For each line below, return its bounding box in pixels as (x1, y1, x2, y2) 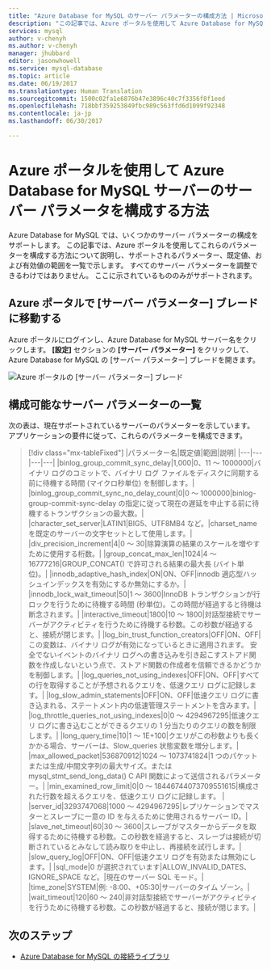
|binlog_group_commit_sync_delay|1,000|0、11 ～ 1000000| (56, 458, 254, 468)
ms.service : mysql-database (8, 65, 103, 73)
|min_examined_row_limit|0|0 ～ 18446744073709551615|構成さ (47, 782, 260, 791)
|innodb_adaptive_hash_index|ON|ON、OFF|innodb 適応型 (49, 569, 244, 579)
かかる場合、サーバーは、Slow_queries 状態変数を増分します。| (27, 741, 240, 751)
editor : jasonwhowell (8, 57, 81, 65)
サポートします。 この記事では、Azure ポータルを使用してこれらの (8, 240, 229, 250)
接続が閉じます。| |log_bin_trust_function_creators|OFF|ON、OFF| (42, 630, 261, 639)
